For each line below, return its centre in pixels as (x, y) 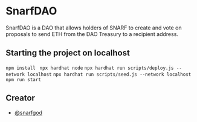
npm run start (24, 79)
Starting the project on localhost (68, 53)
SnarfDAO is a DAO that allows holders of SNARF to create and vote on (94, 28)
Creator (21, 98)
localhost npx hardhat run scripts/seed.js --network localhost (109, 74)
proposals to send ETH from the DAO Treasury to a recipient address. (92, 34)
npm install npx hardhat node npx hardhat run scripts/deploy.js (90, 68)
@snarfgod (28, 112)
